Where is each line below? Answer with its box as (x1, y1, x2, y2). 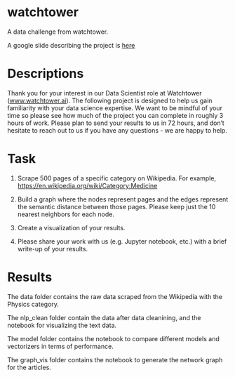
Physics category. (7, 300, 60, 308)
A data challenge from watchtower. (7, 27, 109, 36)
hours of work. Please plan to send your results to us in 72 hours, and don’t (7, 119, 224, 127)
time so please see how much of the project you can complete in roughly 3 (7, 111, 224, 119)
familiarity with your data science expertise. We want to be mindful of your (7, 103, 223, 112)
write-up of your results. (17, 244, 88, 253)
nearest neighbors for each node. (17, 210, 114, 218)
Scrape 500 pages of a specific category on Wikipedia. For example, (17, 173, 216, 183)
